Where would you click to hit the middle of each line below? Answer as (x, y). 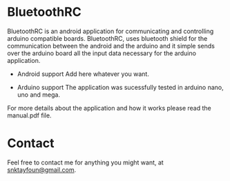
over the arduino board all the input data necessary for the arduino (102, 53)
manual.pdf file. (29, 115)
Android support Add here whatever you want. (83, 74)
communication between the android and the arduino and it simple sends (111, 46)
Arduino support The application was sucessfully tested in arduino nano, (120, 87)
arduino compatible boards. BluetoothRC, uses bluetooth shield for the (107, 38)
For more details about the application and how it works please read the (109, 108)
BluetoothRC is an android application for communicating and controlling (111, 31)
